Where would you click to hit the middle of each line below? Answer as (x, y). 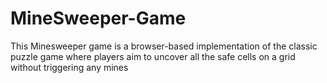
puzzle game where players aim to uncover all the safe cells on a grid (153, 56)
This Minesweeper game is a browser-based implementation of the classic (164, 46)
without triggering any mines (69, 67)
